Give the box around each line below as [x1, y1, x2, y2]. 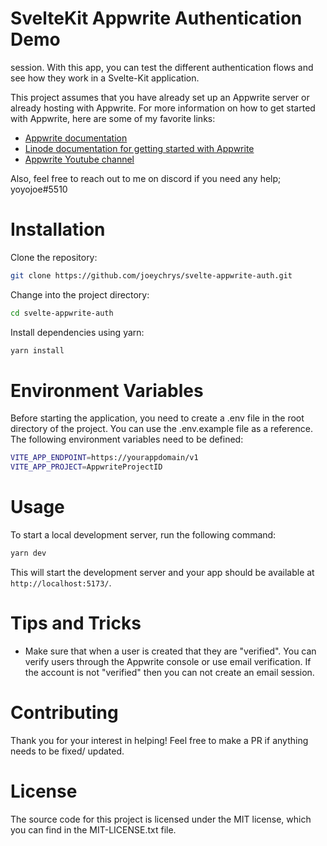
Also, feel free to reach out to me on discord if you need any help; [10, 172, 282, 184]
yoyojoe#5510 [10, 183, 68, 195]
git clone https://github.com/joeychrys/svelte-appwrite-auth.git [10, 270, 293, 281]
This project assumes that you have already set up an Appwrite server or [10, 91, 310, 103]
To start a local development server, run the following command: [10, 529, 277, 541]
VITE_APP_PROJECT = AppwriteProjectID [10, 462, 163, 472]
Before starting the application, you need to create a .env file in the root [10, 412, 305, 424]
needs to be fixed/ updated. [10, 745, 125, 757]
